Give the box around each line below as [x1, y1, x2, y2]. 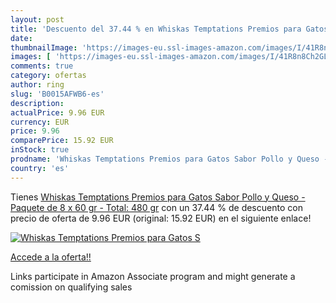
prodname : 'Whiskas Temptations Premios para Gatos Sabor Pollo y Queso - [10, 154, 329, 164]
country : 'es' [10, 163, 70, 173]
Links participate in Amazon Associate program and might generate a [10, 270, 296, 282]
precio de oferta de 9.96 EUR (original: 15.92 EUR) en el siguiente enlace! [10, 212, 312, 224]
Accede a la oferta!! [10, 251, 92, 263]
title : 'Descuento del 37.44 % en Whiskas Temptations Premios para [10, 24, 302, 34]
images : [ [10, 52, 52, 62]
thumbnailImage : [10, 42, 78, 53]
